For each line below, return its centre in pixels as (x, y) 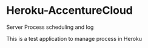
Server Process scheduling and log (50, 27)
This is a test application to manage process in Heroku (74, 38)
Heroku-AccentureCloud (70, 10)
